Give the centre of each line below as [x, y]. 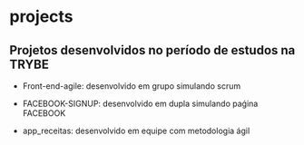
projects [42, 17]
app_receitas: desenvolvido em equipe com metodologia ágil [136, 130]
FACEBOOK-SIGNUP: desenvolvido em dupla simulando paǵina [140, 103]
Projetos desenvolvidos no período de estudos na [152, 50]
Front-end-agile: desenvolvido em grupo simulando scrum [132, 86]
